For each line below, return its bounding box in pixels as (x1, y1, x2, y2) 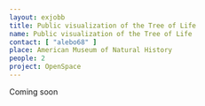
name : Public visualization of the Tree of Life (9, 29, 193, 38)
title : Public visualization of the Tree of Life (9, 21, 197, 30)
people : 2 (9, 54, 46, 63)
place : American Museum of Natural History (9, 46, 173, 55)
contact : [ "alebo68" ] (9, 37, 98, 47)
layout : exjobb (9, 12, 66, 22)
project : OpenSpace (9, 63, 82, 72)
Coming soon (9, 86, 59, 97)
